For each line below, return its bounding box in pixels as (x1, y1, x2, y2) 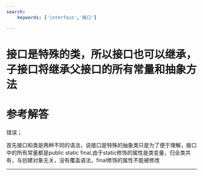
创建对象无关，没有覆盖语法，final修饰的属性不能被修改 (22, 156, 160, 163)
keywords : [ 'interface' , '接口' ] (17, 14, 97, 20)
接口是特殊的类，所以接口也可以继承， (6, 48, 198, 61)
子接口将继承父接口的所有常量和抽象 (6, 63, 187, 76)
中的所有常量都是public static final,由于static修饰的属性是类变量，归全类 (6, 149, 185, 156)
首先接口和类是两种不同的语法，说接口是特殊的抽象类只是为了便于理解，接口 (6, 141, 197, 148)
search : (6, 8, 26, 15)
